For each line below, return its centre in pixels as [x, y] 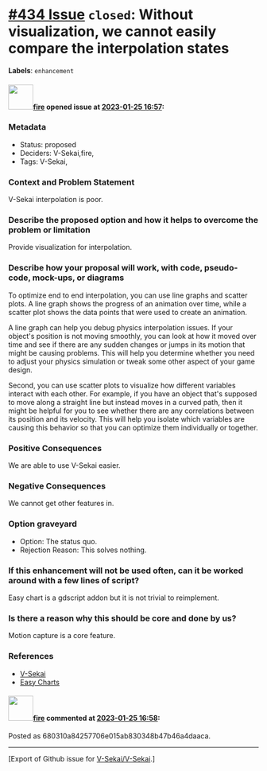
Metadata [27, 127]
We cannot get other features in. [61, 504]
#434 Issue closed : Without [101, 15]
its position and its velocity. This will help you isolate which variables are [126, 419]
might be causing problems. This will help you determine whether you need [132, 352]
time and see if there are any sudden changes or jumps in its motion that [127, 345]
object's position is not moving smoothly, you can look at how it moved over [132, 336]
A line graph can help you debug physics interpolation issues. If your [120, 327]
